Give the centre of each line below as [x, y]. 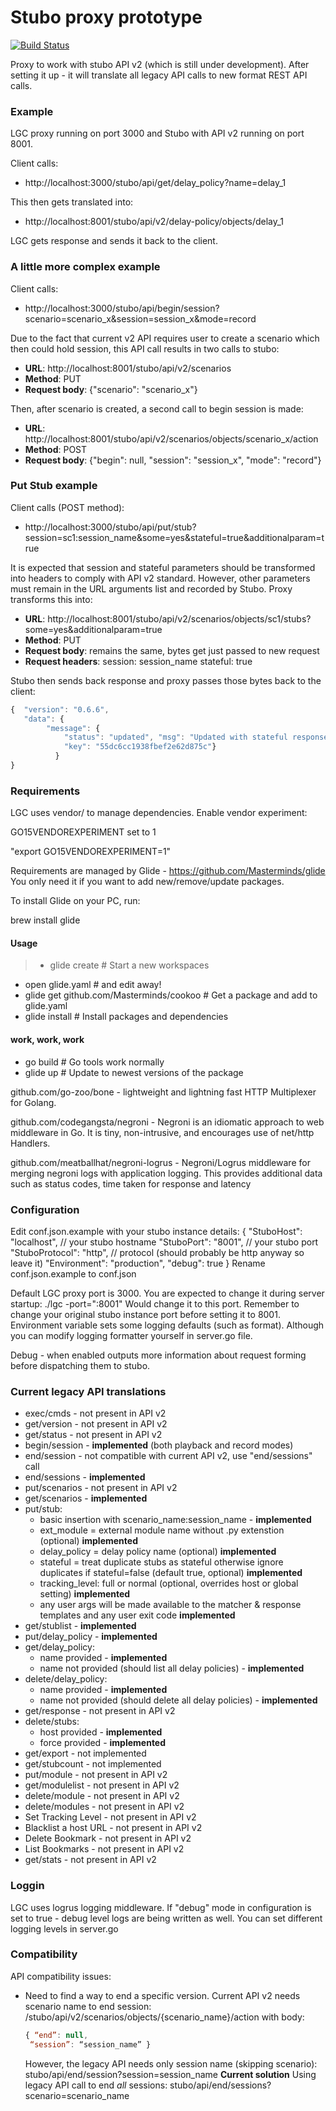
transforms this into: [51, 599]
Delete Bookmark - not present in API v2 [108, 1838]
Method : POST [56, 449]
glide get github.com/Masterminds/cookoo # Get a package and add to [171, 995]
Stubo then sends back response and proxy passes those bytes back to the [166, 680]
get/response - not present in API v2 [100, 1711]
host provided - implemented [101, 1732]
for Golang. [33, 1102]
